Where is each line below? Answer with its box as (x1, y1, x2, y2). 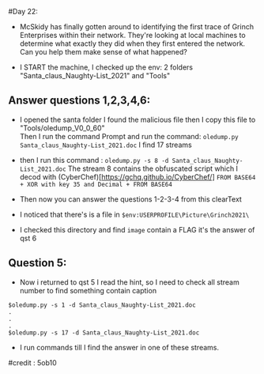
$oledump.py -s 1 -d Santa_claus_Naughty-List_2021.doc (8, 300, 196, 309)
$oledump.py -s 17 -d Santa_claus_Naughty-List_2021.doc (8, 328, 200, 337)
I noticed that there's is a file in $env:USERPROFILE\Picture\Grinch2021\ (19, 210, 250, 219)
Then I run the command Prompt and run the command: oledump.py (19, 131, 239, 141)
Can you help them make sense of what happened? (19, 47, 188, 56)
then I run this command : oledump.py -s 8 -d (19, 155, 169, 164)
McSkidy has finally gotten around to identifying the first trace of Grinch (19, 22, 255, 31)
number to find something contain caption (19, 285, 157, 295)
